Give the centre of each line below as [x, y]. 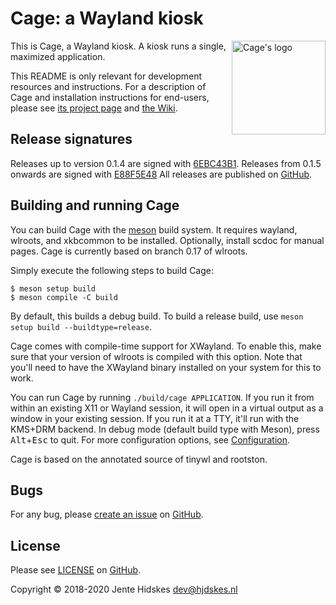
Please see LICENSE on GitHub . [76, 570]
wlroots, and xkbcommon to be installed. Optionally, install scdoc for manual [167, 240]
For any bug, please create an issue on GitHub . [107, 514]
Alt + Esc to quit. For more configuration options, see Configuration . [150, 439]
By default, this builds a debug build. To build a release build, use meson [157, 316]
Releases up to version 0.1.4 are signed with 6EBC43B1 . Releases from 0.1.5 [166, 163]
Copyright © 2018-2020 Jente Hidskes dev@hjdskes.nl [124, 589]
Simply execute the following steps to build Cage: [112, 270]
